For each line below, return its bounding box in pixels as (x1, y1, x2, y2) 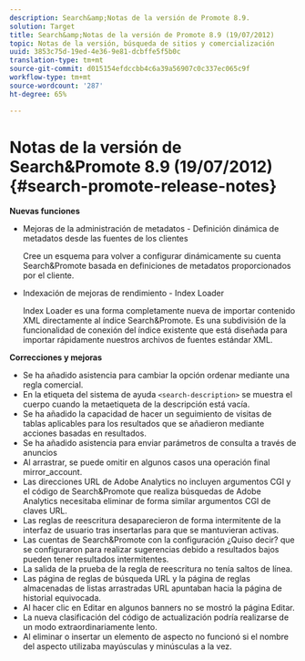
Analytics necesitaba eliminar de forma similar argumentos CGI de (22, 496, 271, 507)
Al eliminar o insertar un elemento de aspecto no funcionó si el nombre (22, 631, 290, 643)
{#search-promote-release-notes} (9, 175, 278, 196)
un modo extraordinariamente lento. (22, 622, 158, 633)
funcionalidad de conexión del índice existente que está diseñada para (22, 325, 289, 336)
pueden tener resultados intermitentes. (22, 553, 169, 565)
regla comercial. (22, 379, 84, 390)
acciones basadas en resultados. (22, 428, 147, 439)
